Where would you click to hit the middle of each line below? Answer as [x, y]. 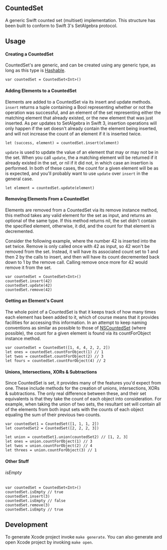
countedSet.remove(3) [28, 505]
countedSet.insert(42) [29, 281]
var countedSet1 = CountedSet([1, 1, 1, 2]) [52, 424]
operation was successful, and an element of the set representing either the [83, 112]
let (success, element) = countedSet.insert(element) [62, 143]
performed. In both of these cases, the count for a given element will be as [82, 168]
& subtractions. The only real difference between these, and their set [76, 393]
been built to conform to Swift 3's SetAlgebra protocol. [61, 25]
